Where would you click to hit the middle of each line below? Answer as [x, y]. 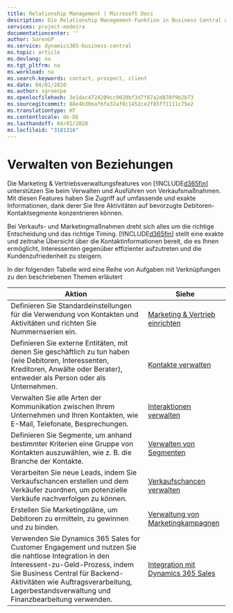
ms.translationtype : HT [42, 111]
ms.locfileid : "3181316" [43, 130]
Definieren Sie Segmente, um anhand [71, 435]
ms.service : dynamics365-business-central [69, 46]
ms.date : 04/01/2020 [37, 85]
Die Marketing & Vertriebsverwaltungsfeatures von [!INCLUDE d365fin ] [108, 183]
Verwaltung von [174, 514]
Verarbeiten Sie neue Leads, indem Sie [74, 473]
